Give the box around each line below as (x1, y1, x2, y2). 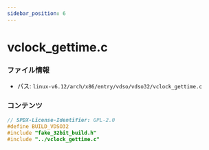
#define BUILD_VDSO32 (7, 123, 69, 130)
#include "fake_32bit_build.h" (7, 129, 97, 137)
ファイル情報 (7, 65, 50, 75)
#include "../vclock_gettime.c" (7, 136, 100, 143)
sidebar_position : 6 (7, 10, 67, 17)
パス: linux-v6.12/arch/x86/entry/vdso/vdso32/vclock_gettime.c (16, 82, 203, 90)
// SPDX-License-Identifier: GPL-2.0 (7, 117, 115, 124)
